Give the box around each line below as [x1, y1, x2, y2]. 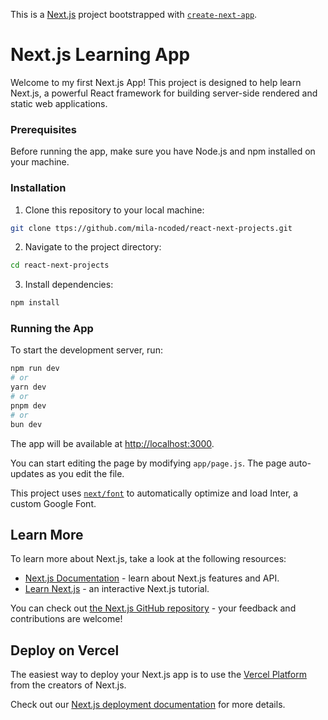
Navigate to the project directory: [24, 241, 162, 253]
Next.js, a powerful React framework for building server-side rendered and [10, 87, 318, 99]
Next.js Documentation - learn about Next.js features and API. [24, 572, 280, 584]
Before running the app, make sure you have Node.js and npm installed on [10, 145, 316, 158]
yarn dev [10, 382, 47, 393]
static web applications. [10, 97, 108, 109]
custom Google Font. [10, 497, 97, 509]
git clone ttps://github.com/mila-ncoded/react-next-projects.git [10, 223, 293, 233]
